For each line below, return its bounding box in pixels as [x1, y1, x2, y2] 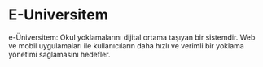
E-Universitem [8, 6, 108, 24]
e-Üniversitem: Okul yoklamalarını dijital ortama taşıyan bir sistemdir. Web [8, 32, 256, 42]
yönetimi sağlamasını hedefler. [8, 49, 111, 59]
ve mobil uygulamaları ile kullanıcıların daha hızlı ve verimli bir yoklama [8, 40, 244, 50]
